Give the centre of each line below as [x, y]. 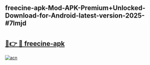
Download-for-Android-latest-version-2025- [75, 16]
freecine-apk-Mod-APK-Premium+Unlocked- [75, 8]
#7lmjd [16, 23]
